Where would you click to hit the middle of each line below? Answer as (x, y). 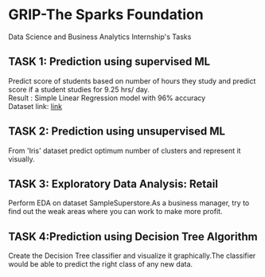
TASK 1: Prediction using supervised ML (109, 62)
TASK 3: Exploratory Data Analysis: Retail (113, 183)
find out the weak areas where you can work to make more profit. (115, 212)
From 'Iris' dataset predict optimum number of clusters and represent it (125, 150)
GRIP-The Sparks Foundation (106, 15)
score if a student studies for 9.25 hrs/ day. (79, 89)
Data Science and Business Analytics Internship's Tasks (100, 37)
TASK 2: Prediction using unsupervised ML (117, 132)
